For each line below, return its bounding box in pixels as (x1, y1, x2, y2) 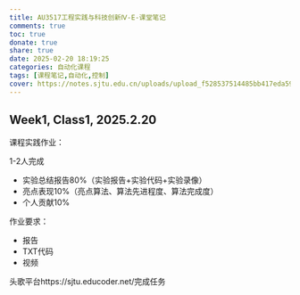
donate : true (9, 37, 58, 47)
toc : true (9, 29, 46, 38)
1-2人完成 (9, 156, 45, 167)
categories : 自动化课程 (9, 63, 91, 72)
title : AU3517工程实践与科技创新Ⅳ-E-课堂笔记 (9, 12, 167, 22)
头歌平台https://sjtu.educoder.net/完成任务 (9, 276, 166, 287)
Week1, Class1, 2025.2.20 (9, 112, 157, 127)
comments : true (9, 21, 66, 30)
